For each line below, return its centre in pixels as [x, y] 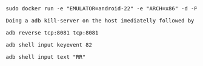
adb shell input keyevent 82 [49, 45]
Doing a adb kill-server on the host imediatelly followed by [100, 21]
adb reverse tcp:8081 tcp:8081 [52, 33]
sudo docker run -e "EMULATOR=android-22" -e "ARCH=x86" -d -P [101, 8]
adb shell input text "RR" [46, 57]
